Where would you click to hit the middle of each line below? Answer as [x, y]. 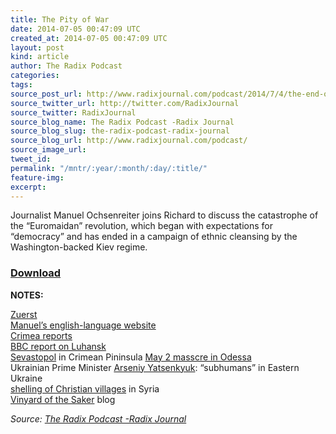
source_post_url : [46, 94]
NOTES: [27, 295]
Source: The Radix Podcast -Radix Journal [98, 418]
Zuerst [24, 314]
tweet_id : [31, 159]
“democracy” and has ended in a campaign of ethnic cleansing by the [154, 237]
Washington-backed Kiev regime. [79, 247]
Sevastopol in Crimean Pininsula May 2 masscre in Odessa [131, 357]
